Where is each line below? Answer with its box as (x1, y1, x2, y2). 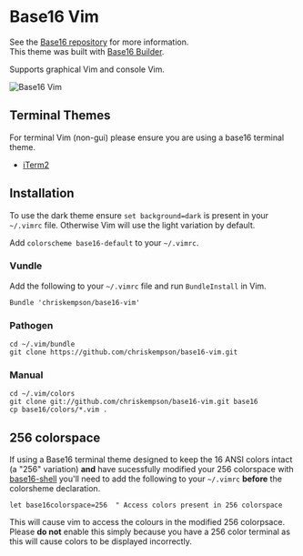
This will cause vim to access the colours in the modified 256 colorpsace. (9, 517, 285, 528)
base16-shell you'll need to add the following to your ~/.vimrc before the (9, 473, 282, 484)
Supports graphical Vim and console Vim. (9, 64, 166, 75)
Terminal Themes (9, 107, 111, 124)
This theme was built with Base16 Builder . (9, 45, 165, 56)
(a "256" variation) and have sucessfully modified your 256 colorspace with (9, 464, 294, 475)
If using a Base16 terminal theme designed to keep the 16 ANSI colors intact (9, 454, 293, 465)
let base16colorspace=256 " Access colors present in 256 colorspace (9, 500, 283, 511)
